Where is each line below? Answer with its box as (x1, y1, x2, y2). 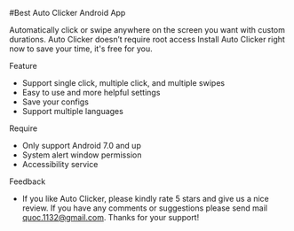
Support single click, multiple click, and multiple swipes (21, 78, 225, 88)
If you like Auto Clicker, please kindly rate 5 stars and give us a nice (21, 194, 269, 204)
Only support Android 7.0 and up (21, 141, 142, 150)
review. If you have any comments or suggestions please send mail (21, 203, 268, 213)
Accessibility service (21, 159, 99, 169)
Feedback (9, 176, 46, 187)
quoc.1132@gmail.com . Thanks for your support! (21, 212, 200, 222)
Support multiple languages (21, 106, 124, 116)
